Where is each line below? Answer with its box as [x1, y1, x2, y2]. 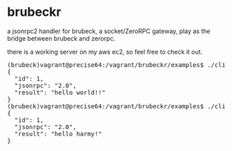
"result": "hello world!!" [14, 88, 106, 97]
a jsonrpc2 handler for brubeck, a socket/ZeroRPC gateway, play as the [7, 27, 211, 35]
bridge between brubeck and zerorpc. [7, 34, 116, 42]
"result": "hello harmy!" [14, 130, 102, 138]
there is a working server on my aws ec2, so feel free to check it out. [7, 48, 203, 56]
